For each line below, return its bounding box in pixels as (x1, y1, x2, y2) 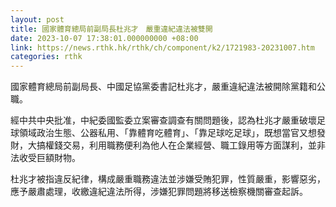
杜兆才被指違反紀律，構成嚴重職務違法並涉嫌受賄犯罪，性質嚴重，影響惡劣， (10, 173, 326, 185)
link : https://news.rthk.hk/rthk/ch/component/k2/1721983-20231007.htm (10, 42, 315, 53)
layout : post (10, 14, 65, 25)
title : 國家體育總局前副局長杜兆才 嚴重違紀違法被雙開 (10, 24, 213, 34)
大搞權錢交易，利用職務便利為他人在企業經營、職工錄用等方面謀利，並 (27, 139, 317, 151)
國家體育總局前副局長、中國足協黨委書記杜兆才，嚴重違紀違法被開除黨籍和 (10, 81, 317, 93)
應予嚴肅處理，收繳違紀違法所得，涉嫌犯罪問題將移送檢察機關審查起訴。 (10, 186, 308, 198)
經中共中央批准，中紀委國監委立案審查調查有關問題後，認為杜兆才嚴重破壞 (10, 114, 317, 126)
